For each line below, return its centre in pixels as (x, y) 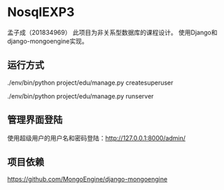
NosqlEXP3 (41, 12)
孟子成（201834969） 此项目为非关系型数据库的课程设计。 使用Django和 (112, 32)
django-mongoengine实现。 (48, 41)
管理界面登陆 (35, 120)
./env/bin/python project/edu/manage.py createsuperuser (90, 82)
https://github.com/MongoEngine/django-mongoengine (87, 180)
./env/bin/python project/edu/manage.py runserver (80, 96)
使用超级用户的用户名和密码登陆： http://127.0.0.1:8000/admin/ (97, 138)
